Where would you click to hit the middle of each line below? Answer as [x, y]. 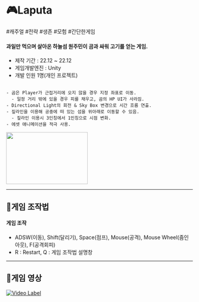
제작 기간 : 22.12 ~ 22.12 [43, 61]
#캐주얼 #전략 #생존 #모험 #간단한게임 [51, 31]
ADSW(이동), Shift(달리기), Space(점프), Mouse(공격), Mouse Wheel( [97, 237]
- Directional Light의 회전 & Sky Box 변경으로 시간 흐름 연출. [79, 106]
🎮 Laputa [29, 10]
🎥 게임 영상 [24, 278]
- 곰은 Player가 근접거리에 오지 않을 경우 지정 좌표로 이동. [71, 93]
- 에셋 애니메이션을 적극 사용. [38, 125]
